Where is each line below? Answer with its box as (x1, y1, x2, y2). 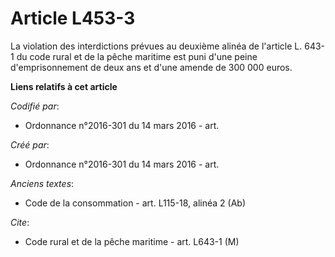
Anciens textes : (10, 177, 75, 189)
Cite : (10, 216, 30, 228)
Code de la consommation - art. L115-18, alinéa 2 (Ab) (24, 197, 246, 209)
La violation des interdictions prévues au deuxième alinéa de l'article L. (10, 40, 303, 52)
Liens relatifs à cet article (10, 80, 118, 92)
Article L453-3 (10, 7, 136, 30)
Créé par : (10, 138, 50, 151)
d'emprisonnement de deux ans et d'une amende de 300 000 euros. (10, 61, 293, 73)
